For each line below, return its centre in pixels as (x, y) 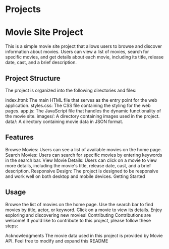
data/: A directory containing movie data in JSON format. (64, 121)
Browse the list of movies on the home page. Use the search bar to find (79, 204)
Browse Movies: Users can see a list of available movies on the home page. (84, 149)
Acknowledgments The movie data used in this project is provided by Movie (84, 235)
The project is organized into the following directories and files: (71, 90)
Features (19, 137)
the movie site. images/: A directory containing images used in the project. (82, 116)
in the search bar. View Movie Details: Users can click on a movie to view (81, 160)
